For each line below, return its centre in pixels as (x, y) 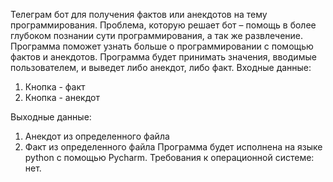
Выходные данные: (51, 117)
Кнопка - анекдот (62, 97)
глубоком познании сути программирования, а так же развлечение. (157, 35)
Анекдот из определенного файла (97, 136)
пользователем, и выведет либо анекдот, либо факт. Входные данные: (161, 67)
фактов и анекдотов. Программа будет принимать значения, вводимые (163, 57)
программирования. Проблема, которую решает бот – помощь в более (163, 25)
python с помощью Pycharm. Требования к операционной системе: (169, 157)
